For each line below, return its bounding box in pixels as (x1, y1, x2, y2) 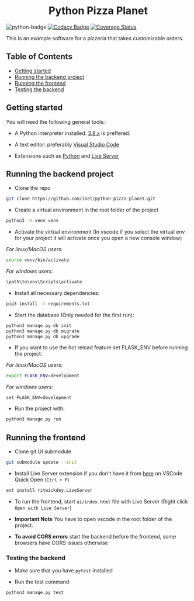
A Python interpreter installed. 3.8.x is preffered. (14, 130, 131, 137)
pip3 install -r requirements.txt (6, 301, 91, 307)
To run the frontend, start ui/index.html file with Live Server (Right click (14, 498, 188, 505)
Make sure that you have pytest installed (14, 567, 113, 574)
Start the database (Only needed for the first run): (14, 311, 134, 318)
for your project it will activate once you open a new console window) (14, 235, 182, 242)
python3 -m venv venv (6, 218, 59, 224)
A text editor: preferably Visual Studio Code (14, 141, 120, 148)
